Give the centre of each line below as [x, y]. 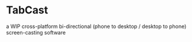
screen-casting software [36, 32]
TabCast [27, 10]
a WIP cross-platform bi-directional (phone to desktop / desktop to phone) [96, 26]
